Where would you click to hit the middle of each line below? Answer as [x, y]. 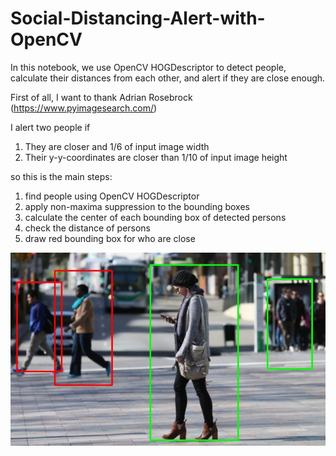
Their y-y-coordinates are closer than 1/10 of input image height [156, 157]
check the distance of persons [88, 228]
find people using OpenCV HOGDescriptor [112, 196]
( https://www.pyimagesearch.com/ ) [84, 108]
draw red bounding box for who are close [110, 238]
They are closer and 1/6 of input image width [117, 146]
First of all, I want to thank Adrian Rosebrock [101, 97]
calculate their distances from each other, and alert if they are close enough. [168, 78]
